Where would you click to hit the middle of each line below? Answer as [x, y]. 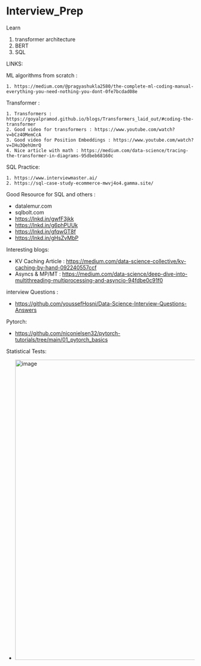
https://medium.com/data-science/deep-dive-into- [125, 274]
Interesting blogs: [28, 249]
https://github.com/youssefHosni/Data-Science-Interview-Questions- [101, 303]
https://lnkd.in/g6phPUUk [46, 225]
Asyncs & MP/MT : [38, 274]
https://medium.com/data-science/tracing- [135, 150]
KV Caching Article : [39, 261]
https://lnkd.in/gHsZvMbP [47, 238]
